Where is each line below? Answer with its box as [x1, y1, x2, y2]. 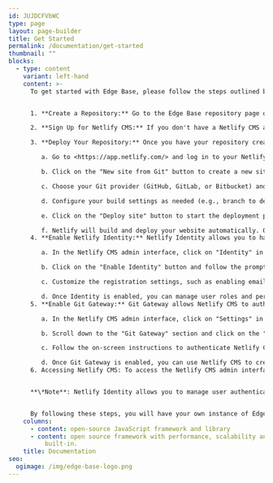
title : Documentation [23, 447, 96, 455]
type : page [8, 19, 45, 28]
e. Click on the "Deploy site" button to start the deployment [41, 212, 260, 220]
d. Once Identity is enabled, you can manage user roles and [41, 292, 253, 300]
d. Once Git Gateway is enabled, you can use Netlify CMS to [41, 359, 253, 367]
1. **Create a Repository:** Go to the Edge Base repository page [29, 109, 260, 118]
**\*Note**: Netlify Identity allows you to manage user [29, 388, 227, 396]
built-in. [44, 440, 79, 448]
